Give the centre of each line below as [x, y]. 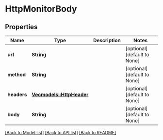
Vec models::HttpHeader [60, 94]
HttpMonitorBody [41, 9]
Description [107, 40]
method [16, 75]
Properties [21, 27]
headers [17, 94]
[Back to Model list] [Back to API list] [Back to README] [61, 132]
